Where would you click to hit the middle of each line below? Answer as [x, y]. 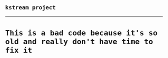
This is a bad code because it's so [81, 33]
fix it [19, 50]
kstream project [30, 8]
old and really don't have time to [79, 42]
